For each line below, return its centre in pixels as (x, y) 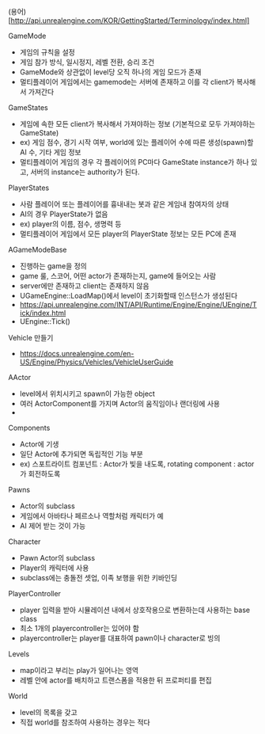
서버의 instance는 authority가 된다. (85, 172)
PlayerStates (29, 188)
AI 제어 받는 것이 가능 (53, 526)
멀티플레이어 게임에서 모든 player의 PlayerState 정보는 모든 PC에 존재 (128, 234)
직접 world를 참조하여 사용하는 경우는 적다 (85, 722)
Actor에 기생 (39, 444)
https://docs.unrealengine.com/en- (77, 354)
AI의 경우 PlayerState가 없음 (64, 214)
